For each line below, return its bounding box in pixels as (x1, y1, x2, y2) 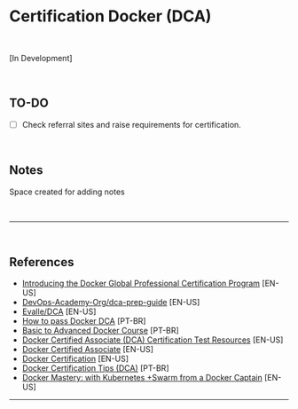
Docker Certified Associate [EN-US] (21, 344, 153, 355)
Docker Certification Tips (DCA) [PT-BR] (21, 363, 169, 374)
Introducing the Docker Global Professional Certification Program (21, 278, 260, 289)
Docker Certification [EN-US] (21, 353, 129, 365)
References (9, 255, 74, 270)
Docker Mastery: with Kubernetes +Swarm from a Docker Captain (21, 373, 263, 383)
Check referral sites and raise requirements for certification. (21, 119, 241, 130)
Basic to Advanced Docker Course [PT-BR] (21, 326, 179, 336)
